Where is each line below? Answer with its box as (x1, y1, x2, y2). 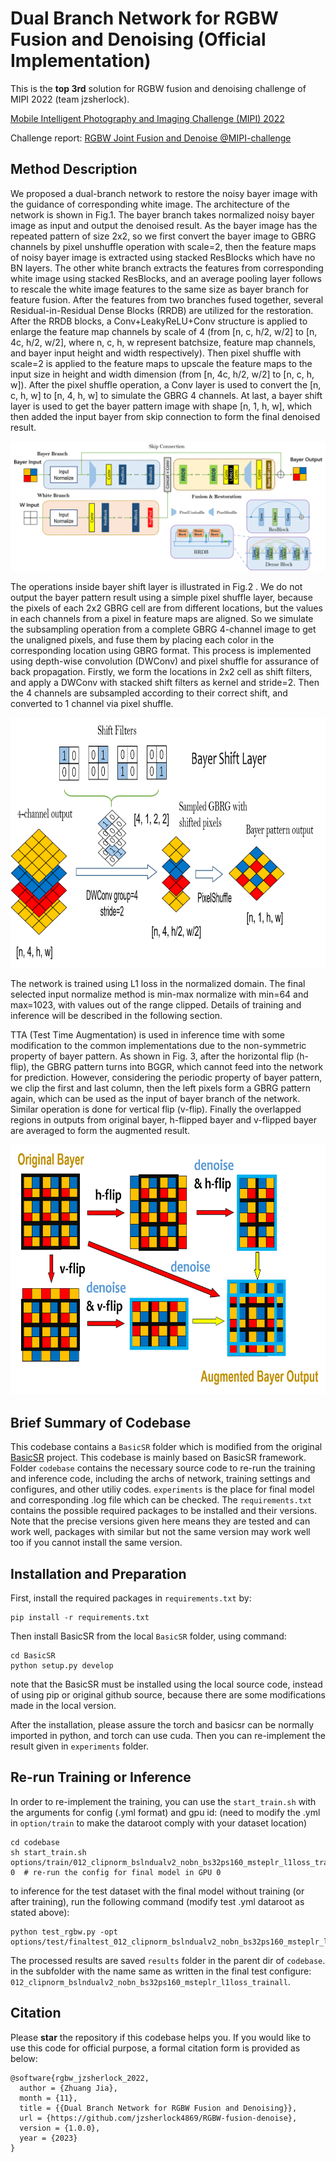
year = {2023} (19, 2133, 78, 2143)
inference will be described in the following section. (10, 1010, 223, 1022)
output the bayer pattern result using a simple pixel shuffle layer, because (10, 592, 313, 604)
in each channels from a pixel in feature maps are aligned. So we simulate (10, 613, 314, 625)
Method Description (10, 161, 138, 178)
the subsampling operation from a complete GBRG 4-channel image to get (10, 623, 317, 636)
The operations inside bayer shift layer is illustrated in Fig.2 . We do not (10, 581, 303, 593)
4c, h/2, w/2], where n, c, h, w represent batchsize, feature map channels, (10, 336, 317, 348)
